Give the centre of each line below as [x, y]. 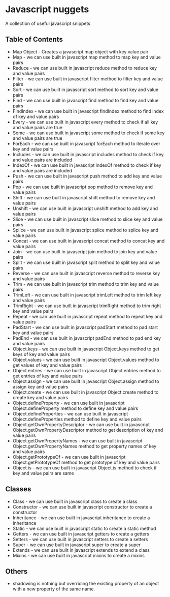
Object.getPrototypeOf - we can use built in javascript [69, 457]
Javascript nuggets [47, 9]
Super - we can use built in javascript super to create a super [77, 545]
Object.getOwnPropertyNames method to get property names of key [84, 446]
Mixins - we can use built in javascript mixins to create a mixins [79, 555]
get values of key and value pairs [47, 365]
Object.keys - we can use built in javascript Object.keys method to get [86, 349]
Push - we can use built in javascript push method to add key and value [87, 176]
